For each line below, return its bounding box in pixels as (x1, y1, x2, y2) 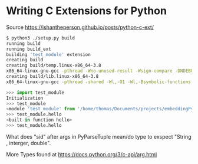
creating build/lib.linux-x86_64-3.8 (6, 74, 99, 80)
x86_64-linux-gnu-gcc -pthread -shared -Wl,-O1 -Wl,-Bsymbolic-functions (6, 78, 192, 85)
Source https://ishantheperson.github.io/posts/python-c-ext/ (6, 24, 154, 31)
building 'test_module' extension (6, 51, 91, 57)
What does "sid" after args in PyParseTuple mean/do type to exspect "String (6, 133, 192, 140)
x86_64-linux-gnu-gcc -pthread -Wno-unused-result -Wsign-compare (6, 68, 173, 74)
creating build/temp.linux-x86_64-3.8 (6, 63, 101, 68)
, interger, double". (6, 139, 51, 146)
